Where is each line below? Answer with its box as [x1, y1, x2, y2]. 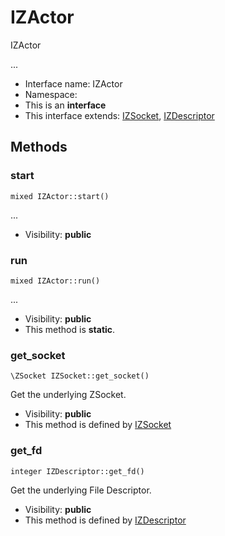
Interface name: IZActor [24, 77, 123, 90]
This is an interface [24, 99, 107, 111]
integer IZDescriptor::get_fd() [10, 466, 145, 476]
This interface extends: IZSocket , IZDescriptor [24, 109, 215, 121]
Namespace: [24, 88, 78, 100]
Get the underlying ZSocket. [10, 389, 127, 401]
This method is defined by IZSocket [24, 419, 172, 431]
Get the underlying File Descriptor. [10, 484, 152, 496]
